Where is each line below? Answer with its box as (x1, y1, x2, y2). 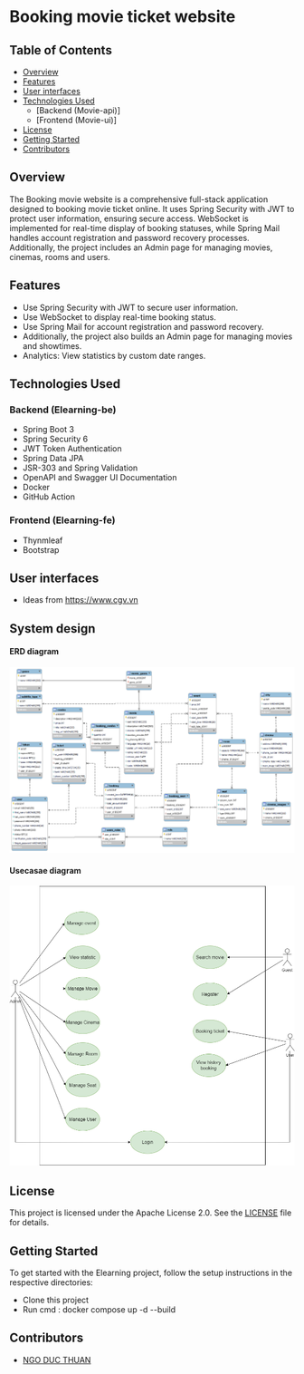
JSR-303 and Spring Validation (22, 462, 138, 473)
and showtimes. (22, 340, 82, 351)
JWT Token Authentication (22, 443, 122, 454)
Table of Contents (9, 43, 113, 58)
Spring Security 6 (22, 433, 89, 445)
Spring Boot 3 (22, 424, 75, 435)
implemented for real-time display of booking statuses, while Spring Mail (9, 222, 280, 233)
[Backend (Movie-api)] (35, 105, 120, 115)
